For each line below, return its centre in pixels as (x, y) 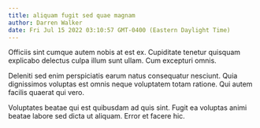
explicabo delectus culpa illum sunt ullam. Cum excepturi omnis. (112, 60)
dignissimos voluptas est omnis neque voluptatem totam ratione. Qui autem (130, 84)
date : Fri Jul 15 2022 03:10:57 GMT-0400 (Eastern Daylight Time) (119, 30)
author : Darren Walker (45, 23)
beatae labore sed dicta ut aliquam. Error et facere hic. (97, 116)
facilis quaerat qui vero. (46, 93)
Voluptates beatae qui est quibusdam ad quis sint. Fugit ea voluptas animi (128, 108)
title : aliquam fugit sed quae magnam (72, 15)
